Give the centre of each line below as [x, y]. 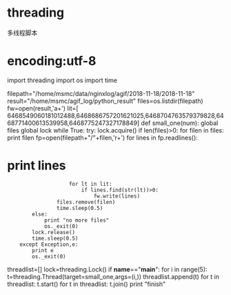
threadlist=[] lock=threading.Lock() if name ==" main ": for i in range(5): [108, 269]
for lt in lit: [90, 184]
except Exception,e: [49, 244]
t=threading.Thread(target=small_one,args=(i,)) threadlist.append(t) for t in [113, 276]
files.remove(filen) [86, 202]
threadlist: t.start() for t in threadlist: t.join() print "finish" [87, 284]
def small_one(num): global [180, 123]
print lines [37, 165]
